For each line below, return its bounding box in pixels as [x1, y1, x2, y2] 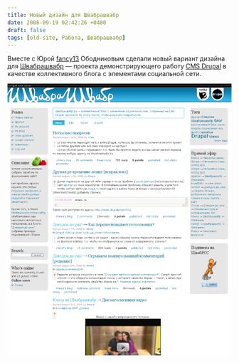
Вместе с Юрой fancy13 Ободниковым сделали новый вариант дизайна [7, 54, 225, 63]
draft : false [7, 26, 46, 33]
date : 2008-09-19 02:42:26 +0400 [7, 19, 107, 26]
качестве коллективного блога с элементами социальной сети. [7, 70, 201, 78]
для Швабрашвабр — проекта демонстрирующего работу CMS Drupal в [7, 62, 227, 70]
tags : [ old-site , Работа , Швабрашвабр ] [7, 34, 126, 41]
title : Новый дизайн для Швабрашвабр [7, 11, 119, 19]
